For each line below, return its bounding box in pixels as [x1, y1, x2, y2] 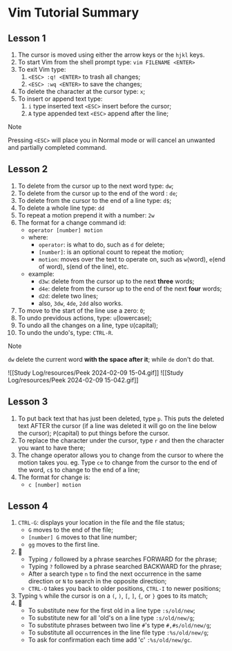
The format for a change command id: [17, 218, 126, 226]
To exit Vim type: [17, 66, 66, 73]
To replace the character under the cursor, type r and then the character [17, 436, 224, 445]
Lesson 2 [8, 164, 48, 175]
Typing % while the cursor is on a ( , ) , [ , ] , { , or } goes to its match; [17, 592, 208, 600]
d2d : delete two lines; [38, 291, 99, 300]
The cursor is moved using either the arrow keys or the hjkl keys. [17, 50, 205, 59]
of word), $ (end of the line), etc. [38, 262, 129, 271]
